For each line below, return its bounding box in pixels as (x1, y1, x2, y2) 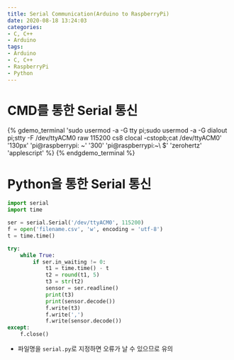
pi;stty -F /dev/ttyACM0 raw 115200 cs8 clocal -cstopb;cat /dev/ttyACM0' (7, 134, 222, 142)
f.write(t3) (45, 304, 81, 312)
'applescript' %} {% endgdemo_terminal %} (7, 149, 135, 157)
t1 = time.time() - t (45, 265, 110, 272)
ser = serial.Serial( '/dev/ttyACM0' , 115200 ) (7, 219, 144, 227)
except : (7, 324, 30, 332)
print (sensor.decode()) (45, 298, 116, 305)
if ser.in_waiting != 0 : (33, 258, 106, 266)
